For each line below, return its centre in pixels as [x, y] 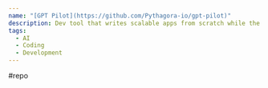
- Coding [30, 46]
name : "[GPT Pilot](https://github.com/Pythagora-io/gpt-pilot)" [120, 16]
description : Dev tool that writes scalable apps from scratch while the [134, 23]
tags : [17, 30]
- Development [39, 53]
